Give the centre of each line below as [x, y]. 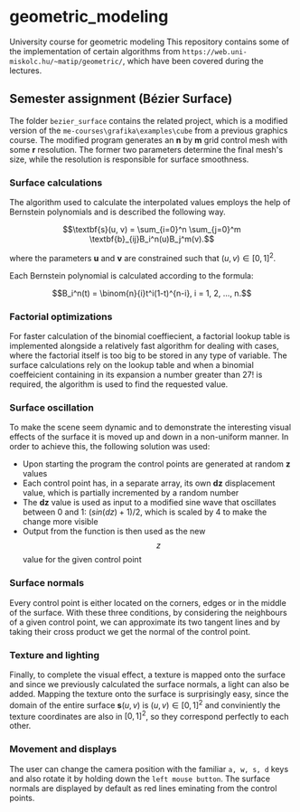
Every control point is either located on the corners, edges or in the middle [148, 602]
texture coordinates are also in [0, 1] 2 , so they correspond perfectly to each [149, 715]
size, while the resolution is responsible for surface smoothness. [129, 159]
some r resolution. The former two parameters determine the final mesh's [146, 149]
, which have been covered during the [193, 61]
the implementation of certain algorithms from [95, 51]
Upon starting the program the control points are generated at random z [156, 464]
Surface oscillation [52, 407]
